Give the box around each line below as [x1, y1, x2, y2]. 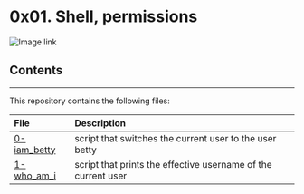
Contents [9, 63, 63, 78]
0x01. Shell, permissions [9, 6, 198, 27]
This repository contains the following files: [9, 95, 170, 106]
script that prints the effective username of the [74, 158, 273, 170]
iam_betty [14, 143, 56, 156]
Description [74, 116, 127, 129]
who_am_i [14, 170, 57, 182]
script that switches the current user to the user [74, 131, 277, 144]
